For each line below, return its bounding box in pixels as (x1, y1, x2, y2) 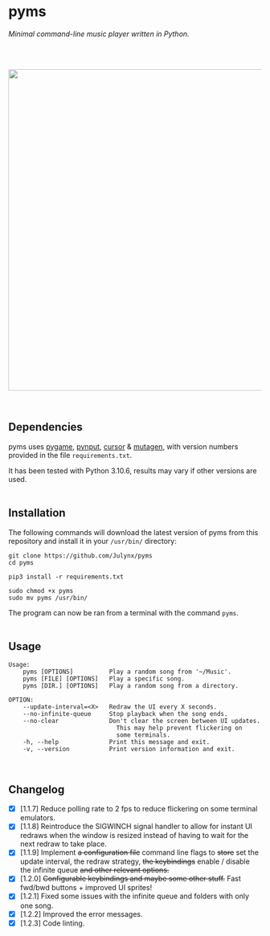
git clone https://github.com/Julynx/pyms (8, 551, 153, 560)
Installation (8, 506, 66, 520)
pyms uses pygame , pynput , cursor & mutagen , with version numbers (8, 441, 239, 452)
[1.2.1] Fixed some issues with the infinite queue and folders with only (19, 891, 250, 901)
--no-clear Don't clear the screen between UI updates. (22, 717, 261, 726)
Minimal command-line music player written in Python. (8, 29, 190, 39)
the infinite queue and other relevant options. (19, 865, 170, 875)
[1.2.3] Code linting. (19, 918, 85, 928)
